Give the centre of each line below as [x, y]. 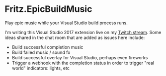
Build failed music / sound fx [41, 52]
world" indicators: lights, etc [41, 68]
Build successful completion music [47, 47]
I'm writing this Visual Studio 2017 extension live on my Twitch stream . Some [83, 32]
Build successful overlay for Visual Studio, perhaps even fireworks [80, 57]
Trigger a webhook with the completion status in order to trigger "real [83, 63]
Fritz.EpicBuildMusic [48, 9]
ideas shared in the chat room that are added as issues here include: [75, 38]
